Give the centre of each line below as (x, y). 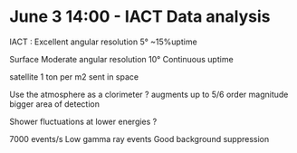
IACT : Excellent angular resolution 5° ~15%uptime (103, 42)
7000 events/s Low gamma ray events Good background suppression (139, 139)
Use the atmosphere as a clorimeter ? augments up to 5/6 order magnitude (149, 94)
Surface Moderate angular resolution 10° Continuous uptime (121, 59)
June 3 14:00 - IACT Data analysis (140, 17)
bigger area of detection (54, 104)
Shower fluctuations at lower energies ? (83, 121)
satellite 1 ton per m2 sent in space (74, 76)
